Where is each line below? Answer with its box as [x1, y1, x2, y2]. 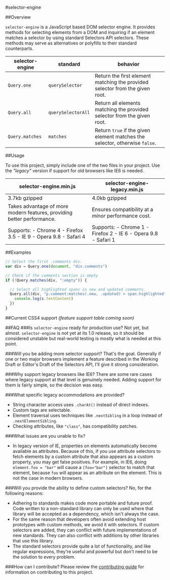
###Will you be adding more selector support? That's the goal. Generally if [5, 351, 161, 357]
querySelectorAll [48, 110, 90, 115]
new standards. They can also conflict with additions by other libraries [12, 532, 159, 538]
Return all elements [95, 100, 141, 106]
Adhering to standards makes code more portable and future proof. [12, 500, 153, 506]
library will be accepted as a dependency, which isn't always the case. [12, 511, 160, 517]
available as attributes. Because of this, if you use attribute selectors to [12, 448, 161, 454]
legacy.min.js [110, 186, 144, 193]
